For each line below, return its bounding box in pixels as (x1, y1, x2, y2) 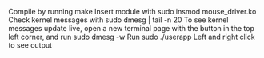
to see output (8, 41, 53, 50)
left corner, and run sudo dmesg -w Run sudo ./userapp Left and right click (8, 32, 255, 41)
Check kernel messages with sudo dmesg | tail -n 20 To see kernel (8, 15, 229, 25)
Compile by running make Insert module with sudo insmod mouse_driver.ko (8, 7, 257, 16)
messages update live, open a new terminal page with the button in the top (8, 24, 254, 33)
